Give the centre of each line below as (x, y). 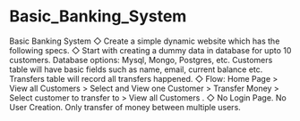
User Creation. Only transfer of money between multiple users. (125, 107)
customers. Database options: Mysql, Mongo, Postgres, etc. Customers (141, 60)
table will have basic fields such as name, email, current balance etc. (136, 69)
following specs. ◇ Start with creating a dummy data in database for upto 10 (150, 50)
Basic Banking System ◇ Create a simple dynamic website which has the (145, 41)
